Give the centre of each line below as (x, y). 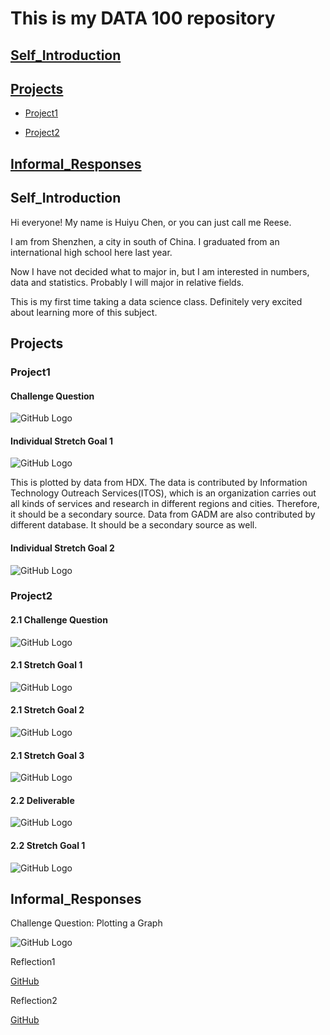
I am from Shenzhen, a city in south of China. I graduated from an (145, 241)
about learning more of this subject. (84, 312)
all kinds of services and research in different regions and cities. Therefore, (165, 504)
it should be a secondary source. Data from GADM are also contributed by (163, 514)
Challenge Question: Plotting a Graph (86, 923)
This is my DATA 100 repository (143, 18)
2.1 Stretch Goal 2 (47, 710)
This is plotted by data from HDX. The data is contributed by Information (159, 483)
